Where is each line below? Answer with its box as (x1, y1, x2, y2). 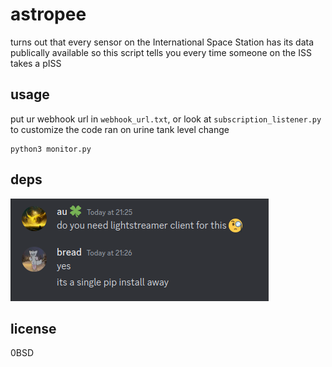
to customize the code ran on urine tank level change (10, 123, 230, 135)
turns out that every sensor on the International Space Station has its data (10, 36, 315, 48)
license (10, 320, 57, 337)
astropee (10, 3, 87, 26)
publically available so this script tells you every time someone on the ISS (10, 46, 312, 58)
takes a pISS (10, 57, 62, 69)
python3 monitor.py (10, 144, 92, 154)
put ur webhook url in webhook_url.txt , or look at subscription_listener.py (10, 113, 322, 125)
